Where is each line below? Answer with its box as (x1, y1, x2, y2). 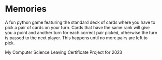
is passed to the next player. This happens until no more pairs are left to (5, 35, 148, 41)
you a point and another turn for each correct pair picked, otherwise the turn (5, 30, 158, 35)
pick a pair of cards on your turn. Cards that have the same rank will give (5, 24, 150, 30)
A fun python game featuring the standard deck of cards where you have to (5, 19, 156, 25)
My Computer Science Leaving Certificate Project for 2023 (5, 49, 122, 55)
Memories (5, 3, 47, 15)
